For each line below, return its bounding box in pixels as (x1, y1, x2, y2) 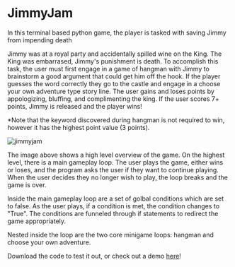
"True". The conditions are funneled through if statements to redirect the (7, 209, 219, 218)
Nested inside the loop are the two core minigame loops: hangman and (7, 230, 214, 239)
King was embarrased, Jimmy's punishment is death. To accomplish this (7, 57, 219, 65)
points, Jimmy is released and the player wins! (7, 102, 143, 110)
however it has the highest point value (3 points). (7, 123, 150, 131)
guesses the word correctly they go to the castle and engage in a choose (7, 79, 221, 88)
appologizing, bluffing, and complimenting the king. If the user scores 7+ (7, 94, 219, 103)
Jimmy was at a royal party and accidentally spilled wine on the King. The (7, 49, 222, 58)
